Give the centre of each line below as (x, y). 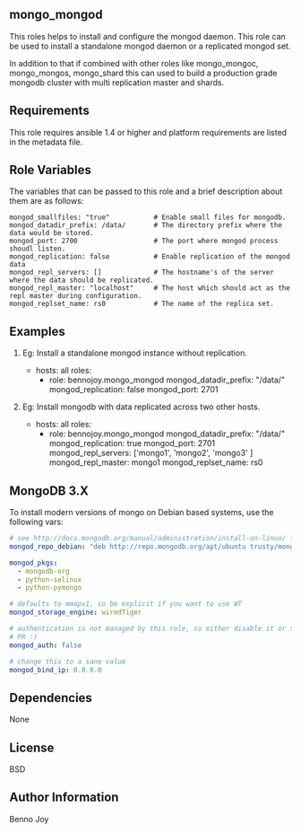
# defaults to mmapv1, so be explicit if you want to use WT (126, 604)
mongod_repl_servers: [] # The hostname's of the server (142, 273)
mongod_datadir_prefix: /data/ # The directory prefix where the (146, 225)
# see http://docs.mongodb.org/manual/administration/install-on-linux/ (148, 539)
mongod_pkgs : (34, 563)
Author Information (64, 798)
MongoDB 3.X (49, 491)
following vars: (37, 522)
